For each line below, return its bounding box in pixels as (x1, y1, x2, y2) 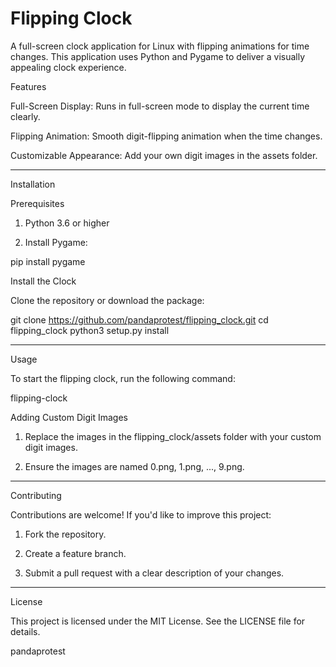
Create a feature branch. (24, 547, 127, 559)
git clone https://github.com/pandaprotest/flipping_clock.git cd (10, 313, 269, 326)
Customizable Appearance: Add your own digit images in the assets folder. (10, 149, 318, 161)
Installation (10, 178, 56, 190)
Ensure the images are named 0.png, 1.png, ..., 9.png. (24, 460, 245, 472)
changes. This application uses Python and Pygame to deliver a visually (10, 50, 306, 62)
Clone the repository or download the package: (10, 294, 205, 306)
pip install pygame (10, 255, 86, 267)
